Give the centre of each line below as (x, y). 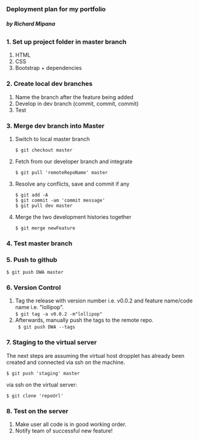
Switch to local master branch (52, 139)
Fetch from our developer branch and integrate (74, 161)
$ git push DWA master (35, 273)
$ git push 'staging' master (43, 373)
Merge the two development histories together (73, 217)
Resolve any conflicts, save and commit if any (72, 184)
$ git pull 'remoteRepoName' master (61, 172)
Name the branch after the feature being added (74, 97)
